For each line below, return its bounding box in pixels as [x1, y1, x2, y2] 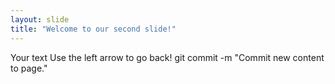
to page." [10, 62, 48, 74]
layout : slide [10, 14, 70, 25]
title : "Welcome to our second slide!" [10, 24, 177, 34]
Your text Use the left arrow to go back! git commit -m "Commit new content [10, 51, 325, 63]
